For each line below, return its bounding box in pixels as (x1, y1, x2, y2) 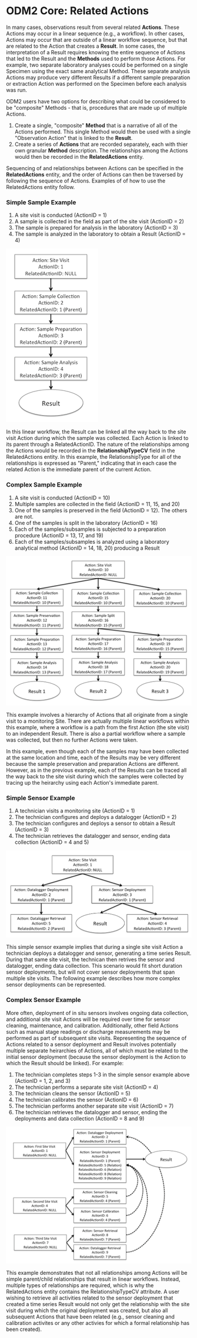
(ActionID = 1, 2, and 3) (14, 1077, 71, 1084)
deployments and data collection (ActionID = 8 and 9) (14, 1115, 145, 1122)
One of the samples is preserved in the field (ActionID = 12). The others (14, 507, 188, 514)
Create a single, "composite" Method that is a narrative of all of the (14, 122, 178, 129)
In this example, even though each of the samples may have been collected (6, 748, 189, 755)
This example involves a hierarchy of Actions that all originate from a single (6, 712, 188, 719)
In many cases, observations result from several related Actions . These (6, 24, 179, 31)
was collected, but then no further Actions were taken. (6, 736, 138, 743)
